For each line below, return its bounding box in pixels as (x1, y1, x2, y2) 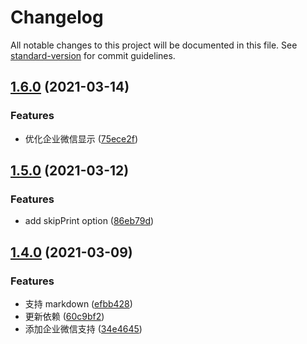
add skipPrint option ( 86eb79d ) (24, 215, 155, 227)
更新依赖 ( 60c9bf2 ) (24, 311, 105, 322)
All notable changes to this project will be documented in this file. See (10, 39, 298, 51)
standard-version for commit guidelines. (10, 49, 176, 61)
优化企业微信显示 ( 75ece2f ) (24, 132, 139, 145)
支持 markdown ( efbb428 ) (24, 298, 133, 310)
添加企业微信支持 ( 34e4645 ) (24, 323, 143, 335)
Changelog (10, 6, 104, 29)
